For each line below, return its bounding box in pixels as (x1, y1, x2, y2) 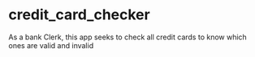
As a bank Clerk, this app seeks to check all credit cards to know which (8, 32, 248, 42)
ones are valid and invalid (8, 40, 94, 50)
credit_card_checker (8, 6, 150, 24)
